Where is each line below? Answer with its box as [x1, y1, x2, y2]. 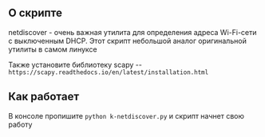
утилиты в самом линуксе [8, 44, 97, 54]
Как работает [8, 90, 80, 104]
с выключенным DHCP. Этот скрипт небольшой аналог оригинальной [8, 36, 247, 45]
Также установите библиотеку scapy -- [8, 60, 142, 69]
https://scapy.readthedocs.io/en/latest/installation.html [8, 68, 209, 76]
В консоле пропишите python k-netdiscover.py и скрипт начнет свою [8, 111, 245, 120]
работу [8, 119, 33, 129]
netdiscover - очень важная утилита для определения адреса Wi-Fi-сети [8, 27, 257, 37]
